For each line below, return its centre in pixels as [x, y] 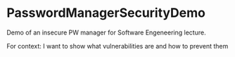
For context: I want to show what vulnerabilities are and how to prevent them [118, 46]
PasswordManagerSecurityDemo [106, 13]
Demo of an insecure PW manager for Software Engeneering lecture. [106, 32]
